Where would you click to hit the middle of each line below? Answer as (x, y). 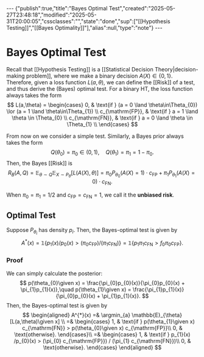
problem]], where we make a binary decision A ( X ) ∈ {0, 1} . (99, 76)
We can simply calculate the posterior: (55, 273)
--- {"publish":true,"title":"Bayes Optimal (57, 8)
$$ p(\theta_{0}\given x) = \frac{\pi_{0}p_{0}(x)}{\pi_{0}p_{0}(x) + (102, 283)
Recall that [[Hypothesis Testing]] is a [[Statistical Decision (80, 69)
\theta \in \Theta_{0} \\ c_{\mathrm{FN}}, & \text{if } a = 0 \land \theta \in (102, 118)
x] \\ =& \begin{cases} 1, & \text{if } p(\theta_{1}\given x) (125, 322)
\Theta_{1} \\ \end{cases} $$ (102, 124)
